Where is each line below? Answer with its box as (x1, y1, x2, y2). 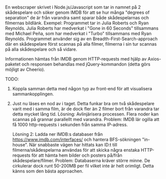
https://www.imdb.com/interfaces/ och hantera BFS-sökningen (12, 136, 141, 142)
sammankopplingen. (12, 91, 54, 97)
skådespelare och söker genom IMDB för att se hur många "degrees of (5, 9, 150, 15)
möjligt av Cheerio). (5, 66, 46, 72)
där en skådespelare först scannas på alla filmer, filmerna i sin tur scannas (5, 41, 157, 47)
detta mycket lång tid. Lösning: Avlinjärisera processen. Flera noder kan (12, 111, 159, 117)
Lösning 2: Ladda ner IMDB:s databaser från (12, 131, 103, 137)
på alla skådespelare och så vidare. (5, 47, 77, 52)
